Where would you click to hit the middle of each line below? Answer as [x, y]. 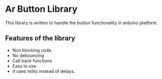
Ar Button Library [41, 9]
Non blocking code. [32, 50]
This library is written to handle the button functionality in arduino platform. [81, 23]
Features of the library [40, 38]
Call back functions [32, 61]
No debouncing [28, 55]
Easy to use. [25, 66]
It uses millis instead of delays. [44, 71]
